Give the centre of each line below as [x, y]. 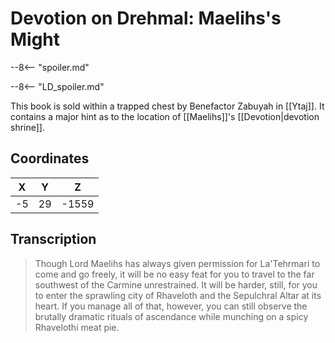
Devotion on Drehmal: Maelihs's [146, 18]
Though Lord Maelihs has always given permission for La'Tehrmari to [177, 263]
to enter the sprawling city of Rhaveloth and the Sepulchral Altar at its [178, 295]
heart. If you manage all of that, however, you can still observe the [171, 306]
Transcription [53, 239]
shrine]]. [27, 127]
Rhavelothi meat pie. [77, 327]
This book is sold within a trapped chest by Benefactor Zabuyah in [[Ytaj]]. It [167, 106]
